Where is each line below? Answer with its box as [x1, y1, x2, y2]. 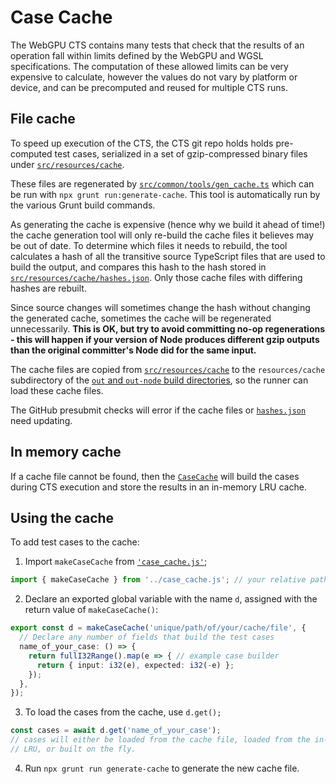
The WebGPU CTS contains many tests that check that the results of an [10, 39, 305, 51]
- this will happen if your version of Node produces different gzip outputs [10, 333, 320, 345]
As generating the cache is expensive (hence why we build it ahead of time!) [10, 218, 326, 230]
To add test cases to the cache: [10, 536, 140, 548]
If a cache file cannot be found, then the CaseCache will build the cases [10, 470, 300, 482]
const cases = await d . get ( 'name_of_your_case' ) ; [10, 726, 222, 736]
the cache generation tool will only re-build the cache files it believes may [10, 229, 315, 241]
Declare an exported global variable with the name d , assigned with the [24, 593, 318, 605]
